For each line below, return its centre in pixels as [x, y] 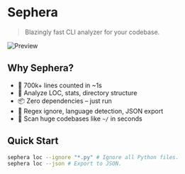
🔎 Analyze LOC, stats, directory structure [77, 92]
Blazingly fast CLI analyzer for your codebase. [92, 32]
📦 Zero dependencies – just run [65, 101]
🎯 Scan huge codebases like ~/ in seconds [80, 119]
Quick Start [33, 141]
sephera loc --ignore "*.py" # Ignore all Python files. [93, 157]
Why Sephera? [41, 68]
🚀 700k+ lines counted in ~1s [60, 85]
